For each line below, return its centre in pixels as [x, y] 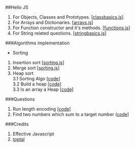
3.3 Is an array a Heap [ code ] [43, 89]
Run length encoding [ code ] [42, 109]
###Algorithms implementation [37, 43]
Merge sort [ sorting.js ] [36, 68]
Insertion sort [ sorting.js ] [38, 62]
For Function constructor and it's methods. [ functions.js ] [71, 28]
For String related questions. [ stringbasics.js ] [59, 33]
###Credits [17, 124]
